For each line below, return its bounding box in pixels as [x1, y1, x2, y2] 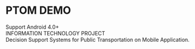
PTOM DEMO [5, 4, 72, 17]
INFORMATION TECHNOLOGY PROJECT [5, 29, 106, 36]
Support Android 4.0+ [5, 23, 59, 30]
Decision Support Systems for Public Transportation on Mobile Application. [5, 36, 190, 43]
